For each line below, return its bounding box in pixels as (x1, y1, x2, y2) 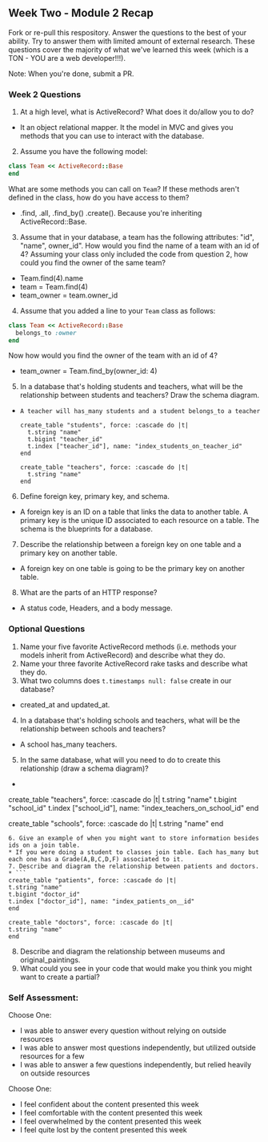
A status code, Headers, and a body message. (19, 603, 174, 613)
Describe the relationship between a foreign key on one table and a (19, 540, 242, 549)
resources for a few (19, 1051, 85, 1061)
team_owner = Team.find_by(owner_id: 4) (19, 366, 158, 376)
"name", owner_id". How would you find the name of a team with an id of (19, 241, 260, 250)
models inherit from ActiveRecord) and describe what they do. (19, 650, 226, 660)
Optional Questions (8, 623, 86, 634)
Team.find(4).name (19, 273, 84, 283)
